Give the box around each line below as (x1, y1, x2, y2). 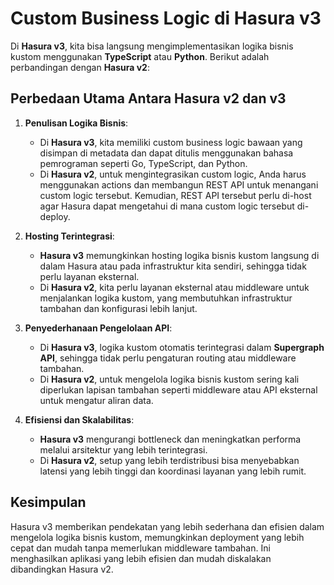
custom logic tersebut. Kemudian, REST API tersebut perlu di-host (39, 189, 312, 201)
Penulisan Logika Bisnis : (24, 117, 129, 129)
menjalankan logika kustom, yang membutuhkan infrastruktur (39, 292, 293, 304)
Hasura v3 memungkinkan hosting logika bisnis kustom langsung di (39, 249, 320, 261)
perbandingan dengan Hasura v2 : (10, 61, 150, 73)
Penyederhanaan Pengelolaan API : (24, 322, 173, 334)
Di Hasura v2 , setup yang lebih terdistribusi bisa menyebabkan (39, 454, 300, 466)
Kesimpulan (10, 494, 87, 511)
